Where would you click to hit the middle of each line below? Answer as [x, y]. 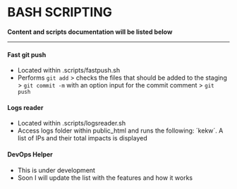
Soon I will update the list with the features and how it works [105, 178]
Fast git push [27, 54]
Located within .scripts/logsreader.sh [71, 123]
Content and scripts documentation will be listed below [90, 32]
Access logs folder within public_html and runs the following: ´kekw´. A [120, 130]
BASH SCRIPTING [60, 12]
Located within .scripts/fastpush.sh [69, 71]
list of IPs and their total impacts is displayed [82, 138]
